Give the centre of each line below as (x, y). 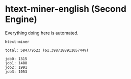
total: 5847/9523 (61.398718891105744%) (47, 50)
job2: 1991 (16, 67)
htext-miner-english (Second (66, 9)
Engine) (21, 19)
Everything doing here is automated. (42, 33)
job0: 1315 (16, 59)
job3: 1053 (16, 72)
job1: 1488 (16, 63)
